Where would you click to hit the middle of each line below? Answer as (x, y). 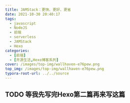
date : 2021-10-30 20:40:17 (33, 14)
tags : (11, 19)
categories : (17, 51)
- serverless (23, 37)
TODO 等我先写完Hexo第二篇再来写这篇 (65, 94)
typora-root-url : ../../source (37, 74)
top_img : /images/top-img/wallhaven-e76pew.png (55, 69)
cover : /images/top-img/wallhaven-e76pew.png (52, 64)
